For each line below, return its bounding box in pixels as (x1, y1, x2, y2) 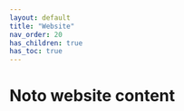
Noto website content (9, 86, 176, 106)
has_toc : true (9, 47, 63, 56)
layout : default (9, 13, 71, 23)
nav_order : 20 (9, 30, 63, 39)
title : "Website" (9, 22, 75, 31)
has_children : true (9, 38, 83, 48)
